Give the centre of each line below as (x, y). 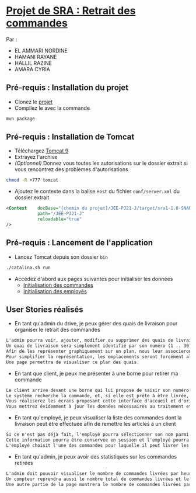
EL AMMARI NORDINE (41, 50)
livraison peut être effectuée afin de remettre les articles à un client (95, 424)
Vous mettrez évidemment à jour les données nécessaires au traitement (95, 407)
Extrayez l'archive (36, 157)
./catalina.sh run (28, 268)
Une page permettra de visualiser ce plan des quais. (73, 362)
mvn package (20, 119)
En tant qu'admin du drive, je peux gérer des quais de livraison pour (96, 324)
